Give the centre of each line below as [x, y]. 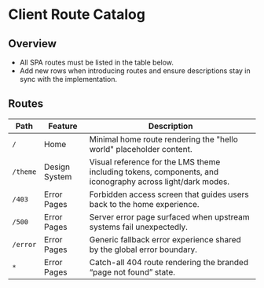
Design [57, 167]
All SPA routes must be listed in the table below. [97, 62]
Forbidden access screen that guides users [169, 194]
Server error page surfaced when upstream [169, 216]
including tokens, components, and [154, 172]
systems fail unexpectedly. [139, 227]
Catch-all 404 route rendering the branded [169, 262]
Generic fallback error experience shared [165, 239]
